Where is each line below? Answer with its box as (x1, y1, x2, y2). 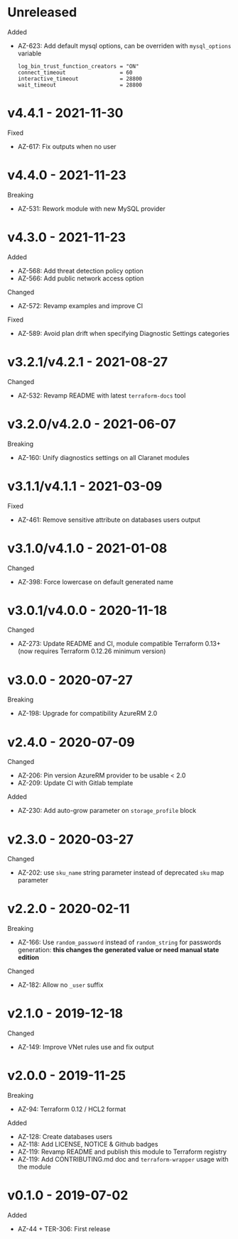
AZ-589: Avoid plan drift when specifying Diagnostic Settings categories (17, 329, 229, 337)
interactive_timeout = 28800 (17, 75, 142, 82)
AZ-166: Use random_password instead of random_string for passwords (17, 938, 222, 946)
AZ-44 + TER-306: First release (17, 1225, 111, 1233)
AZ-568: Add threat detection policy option (17, 266, 144, 275)
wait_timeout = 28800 (17, 81, 142, 89)
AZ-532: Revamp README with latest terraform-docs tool (17, 391, 186, 400)
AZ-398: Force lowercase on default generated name (17, 577, 174, 586)
